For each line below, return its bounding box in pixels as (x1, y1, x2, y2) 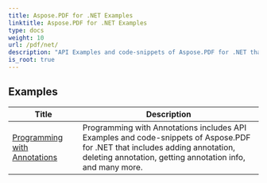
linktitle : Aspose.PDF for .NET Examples (8, 19, 148, 27)
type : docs (8, 26, 44, 34)
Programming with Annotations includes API (82, 122, 247, 133)
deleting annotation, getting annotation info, (82, 151, 246, 162)
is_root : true (8, 56, 56, 64)
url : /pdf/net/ (8, 41, 59, 49)
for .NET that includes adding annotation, (82, 142, 236, 153)
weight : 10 (8, 33, 44, 42)
